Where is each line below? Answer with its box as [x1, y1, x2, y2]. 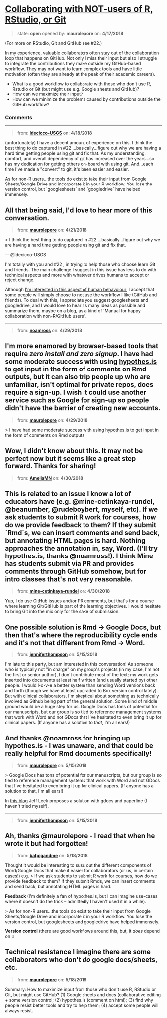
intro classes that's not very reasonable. [5, 575, 133, 584]
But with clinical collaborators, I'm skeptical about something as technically [5, 693, 159, 699]
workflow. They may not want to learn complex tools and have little [5, 66, 142, 72]
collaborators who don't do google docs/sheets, [5, 956, 158, 964]
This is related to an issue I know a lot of [5, 490, 132, 498]
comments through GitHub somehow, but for [5, 567, 147, 576]
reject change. [5, 277, 35, 283]
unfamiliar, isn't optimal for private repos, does [5, 380, 154, 389]
